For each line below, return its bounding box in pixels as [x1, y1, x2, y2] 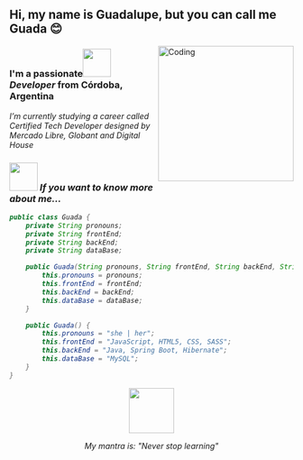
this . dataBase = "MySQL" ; [41, 354, 140, 363]
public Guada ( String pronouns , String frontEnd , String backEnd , [25, 262, 277, 271]
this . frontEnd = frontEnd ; [41, 280, 143, 289]
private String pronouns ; [25, 221, 124, 230]
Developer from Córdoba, [9, 78, 124, 91]
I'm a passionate [9, 68, 84, 80]
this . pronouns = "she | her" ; [41, 329, 155, 338]
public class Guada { [9, 212, 91, 222]
